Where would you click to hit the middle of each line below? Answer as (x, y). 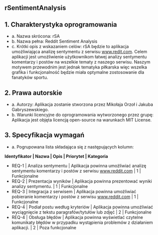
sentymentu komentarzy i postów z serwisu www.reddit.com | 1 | (76, 171)
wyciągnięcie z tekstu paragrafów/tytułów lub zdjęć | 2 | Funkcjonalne (81, 212)
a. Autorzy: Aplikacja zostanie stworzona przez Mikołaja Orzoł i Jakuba (82, 104)
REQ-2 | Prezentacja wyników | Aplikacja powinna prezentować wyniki (82, 181)
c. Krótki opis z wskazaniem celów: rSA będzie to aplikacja (70, 47)
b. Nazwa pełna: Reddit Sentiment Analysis (54, 41)
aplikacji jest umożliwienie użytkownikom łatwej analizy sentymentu (79, 57)
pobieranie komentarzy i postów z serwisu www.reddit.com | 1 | (75, 197)
